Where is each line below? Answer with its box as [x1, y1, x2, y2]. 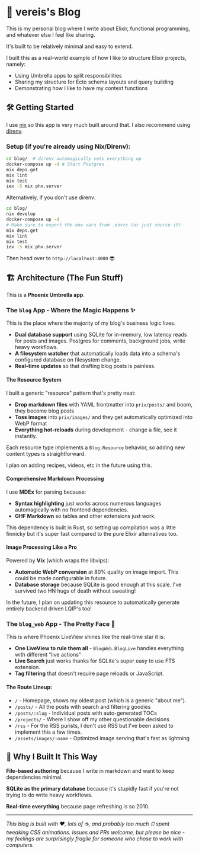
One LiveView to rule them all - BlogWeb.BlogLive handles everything [14, 645, 184, 652]
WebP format [14, 420, 47, 427]
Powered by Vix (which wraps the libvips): [6, 557, 110, 564]
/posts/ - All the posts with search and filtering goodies [14, 703, 151, 710]
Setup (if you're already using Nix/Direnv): [6, 142, 131, 151]
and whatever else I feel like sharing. [6, 31, 96, 38]
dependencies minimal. [6, 773, 63, 781]
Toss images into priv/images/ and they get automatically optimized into [14, 413, 193, 420]
